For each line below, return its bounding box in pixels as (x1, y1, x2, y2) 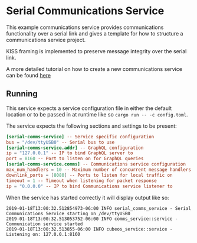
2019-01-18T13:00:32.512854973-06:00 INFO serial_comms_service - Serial (6, 205, 192, 211)
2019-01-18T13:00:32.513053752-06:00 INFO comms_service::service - (6, 216, 178, 222)
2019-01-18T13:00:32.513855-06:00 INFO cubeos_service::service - (6, 226, 173, 232)
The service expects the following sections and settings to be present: (6, 122, 177, 129)
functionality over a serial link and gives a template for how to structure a (6, 30, 183, 37)
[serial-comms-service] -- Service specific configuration (6, 134, 155, 140)
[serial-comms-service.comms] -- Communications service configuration (6, 161, 186, 167)
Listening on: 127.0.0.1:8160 (6, 231, 81, 237)
